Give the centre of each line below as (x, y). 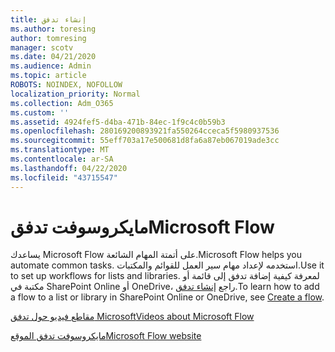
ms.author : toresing (53, 29)
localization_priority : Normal (75, 94)
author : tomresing (48, 38)
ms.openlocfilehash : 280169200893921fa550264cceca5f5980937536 (145, 131)
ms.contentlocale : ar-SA (62, 159)
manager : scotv (42, 47)
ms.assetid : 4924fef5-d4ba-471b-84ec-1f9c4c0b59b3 (118, 122)
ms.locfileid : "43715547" (64, 177)
